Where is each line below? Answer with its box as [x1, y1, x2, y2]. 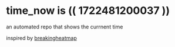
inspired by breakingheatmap [6, 34, 78, 41]
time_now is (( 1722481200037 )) [6, 4, 170, 17]
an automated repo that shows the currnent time [6, 23, 123, 30]
